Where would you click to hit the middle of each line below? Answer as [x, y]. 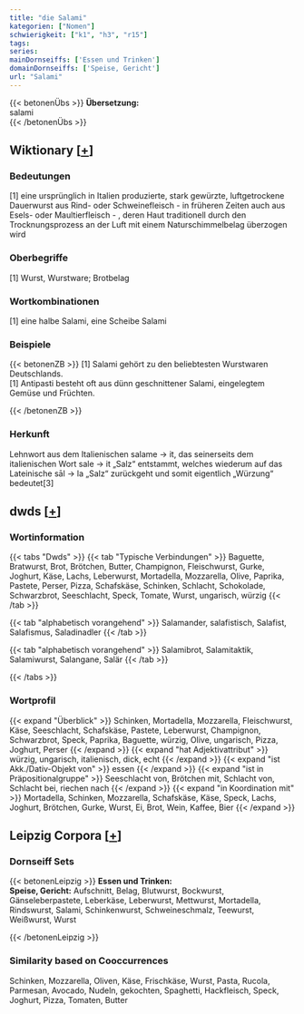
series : [24, 52]
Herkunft [29, 434]
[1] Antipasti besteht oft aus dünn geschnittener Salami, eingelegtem [137, 384]
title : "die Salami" [49, 18]
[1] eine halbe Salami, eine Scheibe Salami [88, 321]
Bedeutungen [40, 176]
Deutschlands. [36, 374]
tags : [20, 43]
